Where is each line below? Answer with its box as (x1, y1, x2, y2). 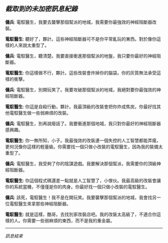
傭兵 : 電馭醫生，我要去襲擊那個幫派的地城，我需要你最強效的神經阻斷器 (5, 19, 152, 25)
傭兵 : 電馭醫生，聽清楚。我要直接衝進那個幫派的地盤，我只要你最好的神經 (5, 53, 156, 59)
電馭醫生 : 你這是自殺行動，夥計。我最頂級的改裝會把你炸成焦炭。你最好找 (5, 103, 156, 109)
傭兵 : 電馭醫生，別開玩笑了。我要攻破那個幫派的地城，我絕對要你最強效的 (5, 87, 156, 93)
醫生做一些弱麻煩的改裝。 (18, 110, 71, 116)
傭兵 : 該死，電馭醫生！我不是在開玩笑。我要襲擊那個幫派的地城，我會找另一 (5, 194, 161, 200)
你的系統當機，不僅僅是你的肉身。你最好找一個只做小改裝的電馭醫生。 (5, 183, 150, 189)
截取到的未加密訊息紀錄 (5, 5, 77, 14)
